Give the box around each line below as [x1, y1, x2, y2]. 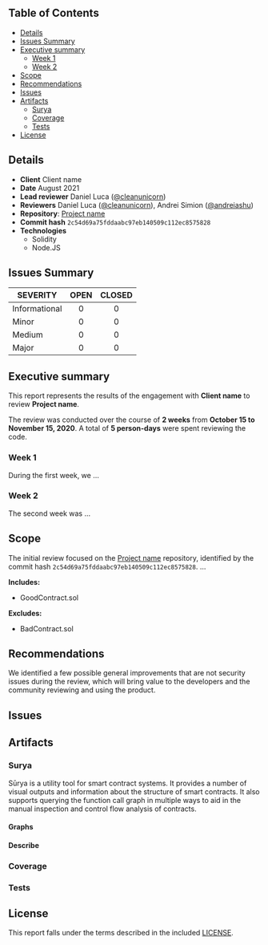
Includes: [8, 577, 41, 586]
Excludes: [8, 608, 42, 618]
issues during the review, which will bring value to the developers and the [8, 677, 250, 687]
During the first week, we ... [8, 470, 100, 480]
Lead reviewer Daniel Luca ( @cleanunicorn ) [19, 192, 166, 201]
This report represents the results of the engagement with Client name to [8, 391, 250, 400]
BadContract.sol [19, 623, 74, 633]
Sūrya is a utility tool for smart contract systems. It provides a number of [8, 778, 247, 788]
